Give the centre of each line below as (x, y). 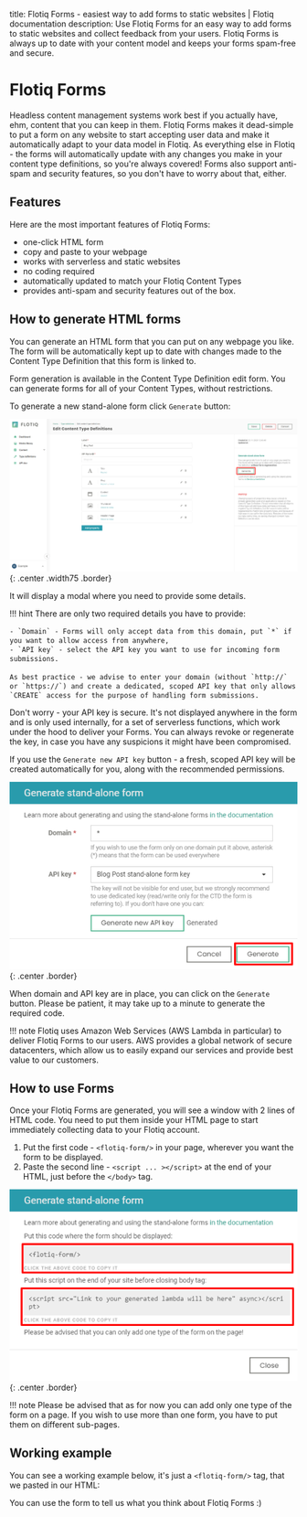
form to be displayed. (63, 1158)
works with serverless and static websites (101, 262)
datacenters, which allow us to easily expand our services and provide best (152, 1050)
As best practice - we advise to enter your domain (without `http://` (148, 678)
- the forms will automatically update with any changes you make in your (146, 154)
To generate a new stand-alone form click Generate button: (120, 406)
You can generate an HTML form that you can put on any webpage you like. (152, 341)
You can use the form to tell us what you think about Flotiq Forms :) (136, 1502)
